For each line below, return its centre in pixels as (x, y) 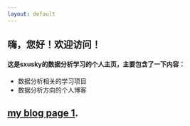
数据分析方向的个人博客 (52, 90)
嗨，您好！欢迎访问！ (54, 44)
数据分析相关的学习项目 (52, 81)
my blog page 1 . (43, 113)
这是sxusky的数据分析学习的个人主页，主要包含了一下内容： (96, 64)
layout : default (31, 14)
